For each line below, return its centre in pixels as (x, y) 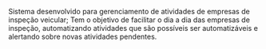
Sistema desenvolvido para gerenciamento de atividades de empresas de (129, 11)
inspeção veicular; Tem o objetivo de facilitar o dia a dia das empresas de (129, 20)
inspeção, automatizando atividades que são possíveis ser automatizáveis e (133, 28)
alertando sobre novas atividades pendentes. (83, 36)
